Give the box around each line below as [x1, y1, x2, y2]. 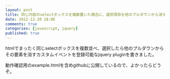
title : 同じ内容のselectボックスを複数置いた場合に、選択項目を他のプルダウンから [5, 12, 159, 17]
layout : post [5, 7, 33, 13]
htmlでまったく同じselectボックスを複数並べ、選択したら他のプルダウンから [5, 45, 164, 51]
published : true [5, 31, 39, 36]
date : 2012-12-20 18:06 [5, 17, 56, 22]
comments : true [5, 21, 37, 27]
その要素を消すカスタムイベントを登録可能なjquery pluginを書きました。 [5, 51, 157, 57]
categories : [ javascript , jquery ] [5, 26, 78, 31]
